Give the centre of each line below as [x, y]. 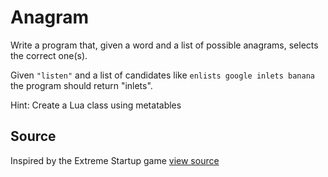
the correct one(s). [49, 55]
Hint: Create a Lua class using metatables [96, 105]
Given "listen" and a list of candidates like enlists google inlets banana [162, 75]
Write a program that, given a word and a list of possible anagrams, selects [164, 45]
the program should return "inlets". [81, 85]
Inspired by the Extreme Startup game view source [115, 160]
